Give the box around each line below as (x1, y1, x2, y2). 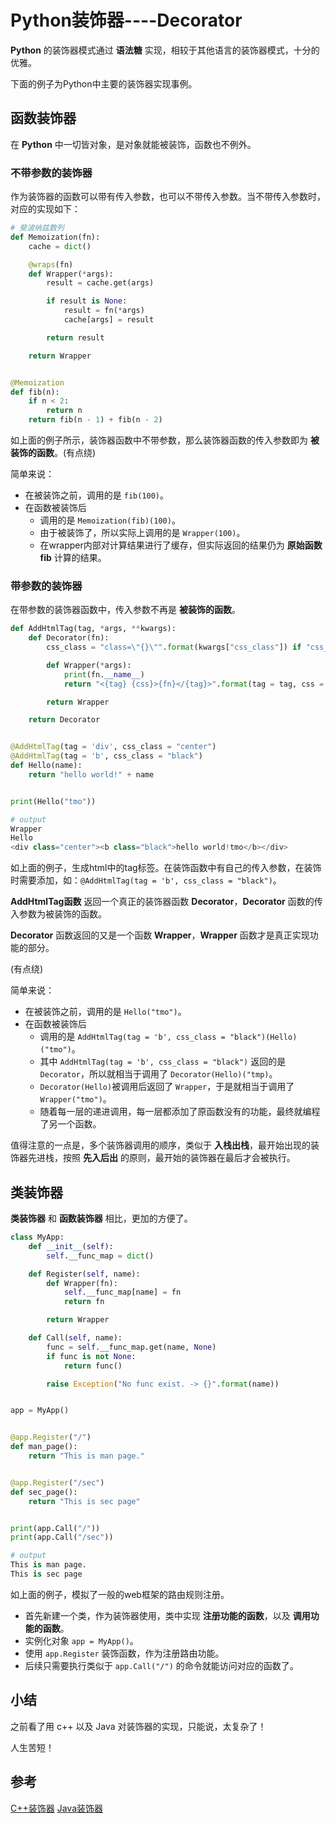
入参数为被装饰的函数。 (10, 908, 107, 920)
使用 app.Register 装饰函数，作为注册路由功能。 (24, 1647, 225, 1659)
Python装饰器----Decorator (10, 9, 243, 32)
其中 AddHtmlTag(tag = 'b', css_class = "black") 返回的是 (39, 1056, 287, 1068)
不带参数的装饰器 (10, 166, 93, 180)
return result (46, 332, 105, 343)
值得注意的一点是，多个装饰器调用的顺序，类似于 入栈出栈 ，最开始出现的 (10, 1139, 311, 1151)
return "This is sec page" (28, 1496, 141, 1506)
